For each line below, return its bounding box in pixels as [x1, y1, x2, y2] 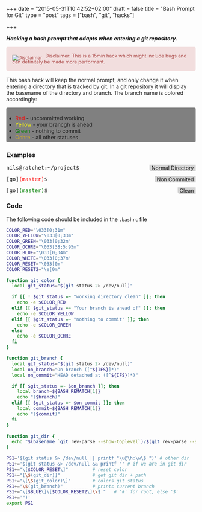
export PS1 [6, 501, 34, 507]
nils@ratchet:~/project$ [6, 164, 79, 171]
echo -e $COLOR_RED [17, 299, 66, 306]
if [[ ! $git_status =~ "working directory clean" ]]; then [11, 294, 165, 300]
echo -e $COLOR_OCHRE [17, 333, 71, 339]
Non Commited [156, 176, 194, 183]
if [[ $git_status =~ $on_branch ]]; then [11, 383, 120, 389]
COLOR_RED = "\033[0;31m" [6, 227, 66, 233]
